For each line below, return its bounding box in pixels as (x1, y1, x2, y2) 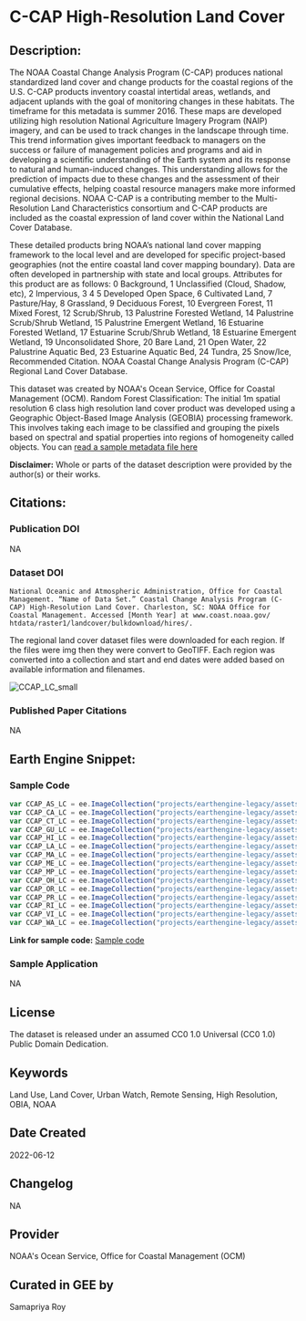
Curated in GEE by (9, 1277, 114, 1293)
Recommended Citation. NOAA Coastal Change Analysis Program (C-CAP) (9, 356, 290, 367)
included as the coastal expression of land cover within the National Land (9, 213, 285, 223)
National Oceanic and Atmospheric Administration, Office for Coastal (9, 587, 283, 596)
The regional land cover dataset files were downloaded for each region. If (9, 634, 285, 645)
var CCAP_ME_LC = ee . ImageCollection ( (9, 859, 157, 869)
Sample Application (9, 958, 98, 971)
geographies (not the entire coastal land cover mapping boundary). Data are (9, 259, 296, 270)
